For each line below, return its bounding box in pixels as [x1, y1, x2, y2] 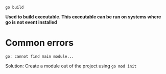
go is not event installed [5, 19, 57, 25]
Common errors [5, 37, 74, 48]
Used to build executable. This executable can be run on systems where [5, 14, 161, 20]
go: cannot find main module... [5, 54, 74, 59]
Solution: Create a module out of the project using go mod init [5, 63, 137, 69]
